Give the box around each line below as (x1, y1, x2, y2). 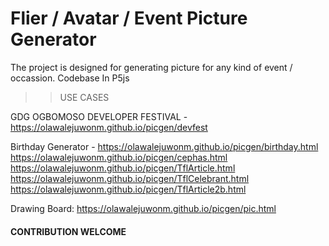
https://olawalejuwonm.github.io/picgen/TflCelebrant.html (10, 172, 250, 184)
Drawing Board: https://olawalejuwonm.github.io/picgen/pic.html (10, 202, 277, 214)
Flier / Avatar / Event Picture (10, 7, 248, 30)
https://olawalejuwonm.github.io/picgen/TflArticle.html (10, 162, 236, 174)
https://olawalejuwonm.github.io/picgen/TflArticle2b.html (10, 183, 247, 195)
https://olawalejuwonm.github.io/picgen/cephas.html (10, 151, 228, 163)
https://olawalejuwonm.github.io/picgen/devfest (10, 121, 208, 133)
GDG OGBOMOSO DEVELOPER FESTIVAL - (10, 110, 188, 122)
